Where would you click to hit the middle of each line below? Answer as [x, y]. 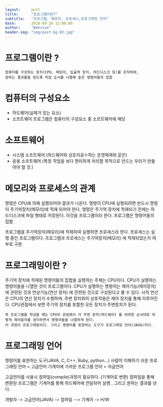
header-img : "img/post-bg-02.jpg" [40, 32]
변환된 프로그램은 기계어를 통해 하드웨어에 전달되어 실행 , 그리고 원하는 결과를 [78, 383]
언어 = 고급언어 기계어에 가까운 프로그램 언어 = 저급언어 [71, 366]
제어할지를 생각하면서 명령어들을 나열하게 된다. [54, 320]
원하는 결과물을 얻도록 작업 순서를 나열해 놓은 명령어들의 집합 [59, 77]
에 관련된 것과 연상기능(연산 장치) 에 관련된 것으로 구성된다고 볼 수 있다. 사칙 [77, 292]
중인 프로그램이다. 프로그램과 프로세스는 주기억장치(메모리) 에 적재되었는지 [81, 238]
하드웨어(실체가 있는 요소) [36, 112]
